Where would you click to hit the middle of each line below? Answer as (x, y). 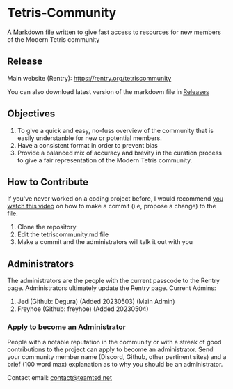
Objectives (31, 114)
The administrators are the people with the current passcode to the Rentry (114, 281)
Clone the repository (47, 227)
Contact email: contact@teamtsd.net (60, 378)
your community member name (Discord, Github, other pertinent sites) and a (117, 357)
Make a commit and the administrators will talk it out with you (105, 242)
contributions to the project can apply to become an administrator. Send (110, 349)
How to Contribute (48, 182)
